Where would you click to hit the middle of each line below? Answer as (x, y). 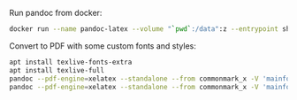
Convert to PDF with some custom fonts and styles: (103, 46)
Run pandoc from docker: (56, 13)
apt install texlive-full (57, 70)
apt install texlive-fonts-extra (71, 62)
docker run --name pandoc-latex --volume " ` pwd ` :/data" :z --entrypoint (144, 29)
